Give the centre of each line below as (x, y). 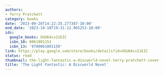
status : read (18, 56)
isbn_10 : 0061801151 (30, 42)
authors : (14, 10)
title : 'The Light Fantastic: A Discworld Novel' (57, 65)
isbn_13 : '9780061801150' (36, 46)
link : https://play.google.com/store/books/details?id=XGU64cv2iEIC (77, 51)
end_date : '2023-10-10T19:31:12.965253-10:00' (54, 28)
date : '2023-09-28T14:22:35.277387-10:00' (49, 23)
